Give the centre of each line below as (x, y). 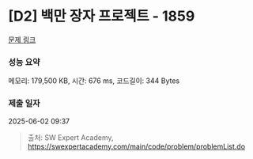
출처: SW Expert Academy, (70, 137)
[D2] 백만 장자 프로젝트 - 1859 (102, 16)
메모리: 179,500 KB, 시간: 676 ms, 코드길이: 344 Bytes (94, 81)
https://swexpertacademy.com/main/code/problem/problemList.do (136, 146)
